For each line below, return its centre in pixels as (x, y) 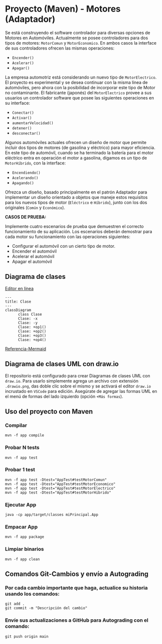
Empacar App (21, 527)
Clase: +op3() (32, 336)
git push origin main (27, 636)
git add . (15, 604)
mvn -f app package (25, 537)
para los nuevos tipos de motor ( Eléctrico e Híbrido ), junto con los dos (76, 202)
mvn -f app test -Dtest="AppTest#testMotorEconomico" (60, 484)
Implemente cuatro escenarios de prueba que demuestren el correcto (74, 226)
